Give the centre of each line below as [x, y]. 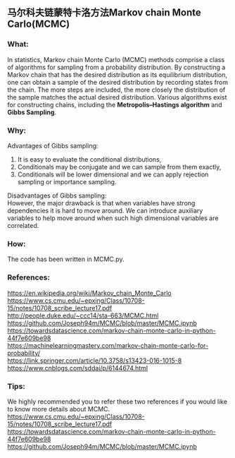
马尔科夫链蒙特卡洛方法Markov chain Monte [104, 13]
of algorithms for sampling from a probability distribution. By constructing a [116, 67]
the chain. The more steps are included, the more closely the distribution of [116, 90]
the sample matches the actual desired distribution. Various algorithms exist [117, 97]
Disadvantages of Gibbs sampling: [57, 195]
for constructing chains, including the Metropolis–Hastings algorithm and [115, 104]
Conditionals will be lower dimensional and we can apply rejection [113, 174]
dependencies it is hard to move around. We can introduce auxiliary [105, 210]
